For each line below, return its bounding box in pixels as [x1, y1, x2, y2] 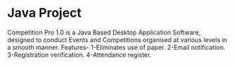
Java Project [7, 5, 82, 21]
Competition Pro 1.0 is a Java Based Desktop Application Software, [7, 28, 201, 37]
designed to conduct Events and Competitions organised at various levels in [7, 35, 228, 44]
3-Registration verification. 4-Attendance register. [7, 51, 152, 59]
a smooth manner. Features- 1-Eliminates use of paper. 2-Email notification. [7, 43, 226, 51]
